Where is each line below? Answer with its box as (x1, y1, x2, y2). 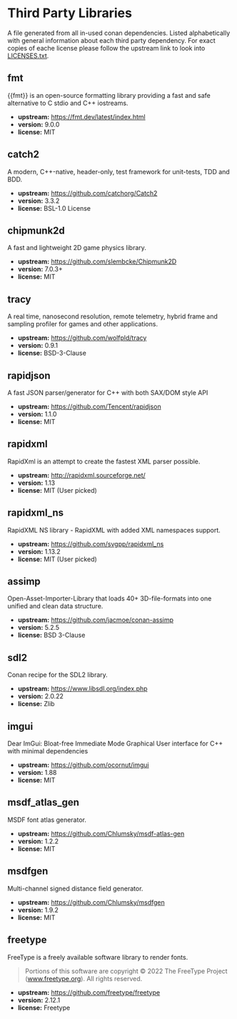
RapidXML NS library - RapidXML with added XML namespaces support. (7, 526, 221, 534)
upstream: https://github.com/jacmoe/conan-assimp (17, 616, 173, 624)
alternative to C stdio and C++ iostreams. (7, 99, 128, 107)
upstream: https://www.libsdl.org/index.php (17, 684, 148, 693)
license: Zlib (17, 700, 55, 708)
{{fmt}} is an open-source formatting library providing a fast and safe (7, 91, 211, 99)
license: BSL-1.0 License (17, 204, 91, 212)
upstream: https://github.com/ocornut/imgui (17, 761, 149, 769)
